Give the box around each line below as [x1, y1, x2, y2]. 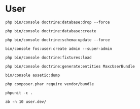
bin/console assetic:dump [5, 73, 60, 78]
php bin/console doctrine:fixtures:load [5, 55, 92, 60]
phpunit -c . [5, 90, 33, 95]
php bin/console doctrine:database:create [5, 28, 96, 33]
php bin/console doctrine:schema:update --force [5, 37, 110, 42]
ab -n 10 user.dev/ [5, 99, 47, 104]
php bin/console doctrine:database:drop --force [5, 20, 110, 25]
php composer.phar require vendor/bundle [5, 81, 94, 86]
